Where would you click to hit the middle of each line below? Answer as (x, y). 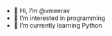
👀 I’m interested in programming (59, 18)
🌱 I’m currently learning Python (58, 25)
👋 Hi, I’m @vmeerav (42, 11)
